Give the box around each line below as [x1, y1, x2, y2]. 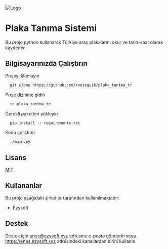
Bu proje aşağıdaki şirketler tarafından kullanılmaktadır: [5, 195, 120, 201]
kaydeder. [5, 45, 26, 51]
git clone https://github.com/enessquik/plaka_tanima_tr [10, 82, 133, 88]
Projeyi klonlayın [5, 72, 39, 78]
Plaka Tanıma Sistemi [5, 23, 97, 34]
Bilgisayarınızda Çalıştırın [5, 59, 88, 68]
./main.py [10, 139, 30, 144]
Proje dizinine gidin [5, 92, 46, 98]
